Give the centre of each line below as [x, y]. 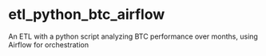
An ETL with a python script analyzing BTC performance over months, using [133, 36]
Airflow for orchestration [49, 44]
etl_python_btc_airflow [87, 15]
